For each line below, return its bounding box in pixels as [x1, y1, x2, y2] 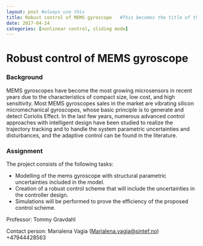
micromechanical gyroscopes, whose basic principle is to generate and [6, 106, 184, 113]
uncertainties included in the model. [14, 178, 105, 186]
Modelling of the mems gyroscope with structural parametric [14, 172, 167, 180]
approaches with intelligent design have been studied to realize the [6, 119, 173, 126]
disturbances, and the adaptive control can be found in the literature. [6, 131, 178, 139]
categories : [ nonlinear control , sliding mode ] [6, 25, 129, 32]
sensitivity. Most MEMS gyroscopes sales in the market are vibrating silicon [6, 99, 195, 107]
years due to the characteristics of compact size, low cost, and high [6, 93, 175, 100]
